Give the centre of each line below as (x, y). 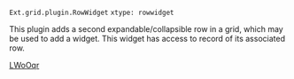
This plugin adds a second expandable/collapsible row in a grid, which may (146, 29)
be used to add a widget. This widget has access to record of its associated (147, 39)
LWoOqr (24, 65)
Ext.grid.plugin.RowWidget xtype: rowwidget (92, 12)
